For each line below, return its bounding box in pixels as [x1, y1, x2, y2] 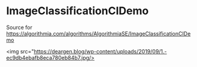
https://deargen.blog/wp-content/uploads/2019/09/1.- [34, 47, 167, 55]
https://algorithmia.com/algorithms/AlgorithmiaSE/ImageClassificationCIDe [6, 30, 191, 37]
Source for [6, 24, 33, 31]
